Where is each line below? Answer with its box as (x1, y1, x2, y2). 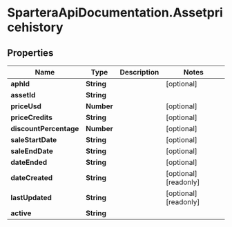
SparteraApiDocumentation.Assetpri (7, 5, 223, 21)
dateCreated (10, 173, 53, 182)
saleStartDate (10, 135, 57, 144)
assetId (10, 90, 36, 99)
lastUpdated (10, 193, 52, 202)
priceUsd (10, 101, 41, 111)
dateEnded (10, 157, 47, 167)
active (10, 208, 32, 218)
